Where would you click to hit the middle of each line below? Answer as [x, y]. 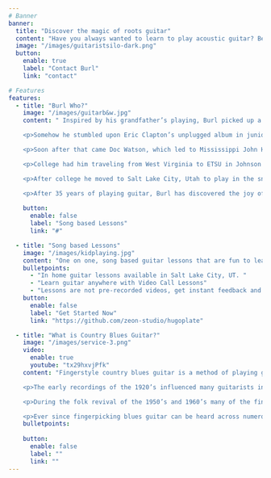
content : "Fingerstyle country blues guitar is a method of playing [140, 372]
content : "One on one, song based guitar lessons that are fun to [137, 260]
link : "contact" [50, 76]
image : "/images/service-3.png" [77, 343]
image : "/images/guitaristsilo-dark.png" [86, 46]
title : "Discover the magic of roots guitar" [94, 31]
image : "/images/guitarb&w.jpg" [77, 113]
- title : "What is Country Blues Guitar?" [88, 335]
